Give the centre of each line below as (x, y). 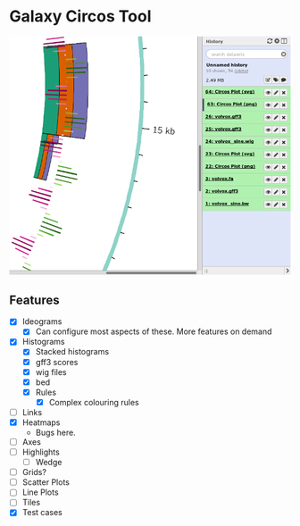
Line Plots (41, 492)
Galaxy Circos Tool (80, 17)
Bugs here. (55, 432)
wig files (51, 372)
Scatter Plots (46, 482)
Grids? (34, 472)
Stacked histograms (72, 352)
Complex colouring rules (94, 402)
